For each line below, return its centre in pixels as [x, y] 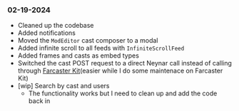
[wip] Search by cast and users [63, 86]
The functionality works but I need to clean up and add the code [123, 93]
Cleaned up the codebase [56, 26]
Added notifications [47, 33]
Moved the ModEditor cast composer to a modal [88, 41]
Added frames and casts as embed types [78, 55]
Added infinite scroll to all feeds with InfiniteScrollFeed [101, 48]
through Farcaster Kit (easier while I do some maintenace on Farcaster [120, 71]
